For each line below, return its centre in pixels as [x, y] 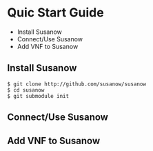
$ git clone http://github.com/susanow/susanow [77, 84]
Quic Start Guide [56, 13]
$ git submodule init [38, 96]
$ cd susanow [26, 90]
